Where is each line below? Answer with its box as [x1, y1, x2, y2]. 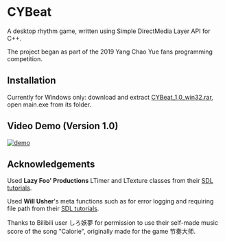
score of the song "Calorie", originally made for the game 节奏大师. [7, 228, 196, 236]
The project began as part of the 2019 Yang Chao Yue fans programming [7, 47, 213, 56]
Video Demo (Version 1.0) [7, 120, 119, 132]
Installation [7, 75, 56, 87]
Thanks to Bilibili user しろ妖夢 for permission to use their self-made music [7, 219, 218, 227]
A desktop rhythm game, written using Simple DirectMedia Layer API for [7, 27, 211, 35]
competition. [7, 54, 43, 63]
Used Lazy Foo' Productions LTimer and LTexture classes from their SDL [7, 177, 214, 185]
